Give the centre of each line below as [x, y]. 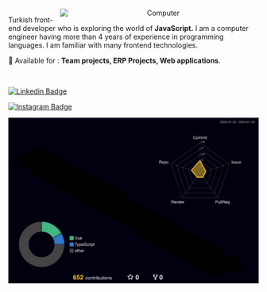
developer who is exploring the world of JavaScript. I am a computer [135, 28]
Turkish [21, 20]
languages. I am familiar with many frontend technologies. [103, 45]
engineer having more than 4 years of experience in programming [116, 36]
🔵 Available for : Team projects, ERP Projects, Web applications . [114, 60]
